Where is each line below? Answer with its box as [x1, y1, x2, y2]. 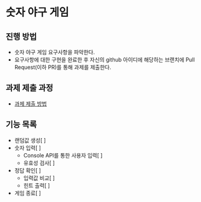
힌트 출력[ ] [23, 181, 51, 189]
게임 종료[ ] [14, 189, 42, 197]
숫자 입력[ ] [14, 144, 42, 151]
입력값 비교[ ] [23, 174, 55, 181]
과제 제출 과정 [5, 83, 54, 93]
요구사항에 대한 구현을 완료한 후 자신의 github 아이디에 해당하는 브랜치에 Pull [14, 56, 195, 63]
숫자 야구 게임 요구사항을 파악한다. [14, 49, 95, 55]
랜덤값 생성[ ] [14, 136, 46, 144]
